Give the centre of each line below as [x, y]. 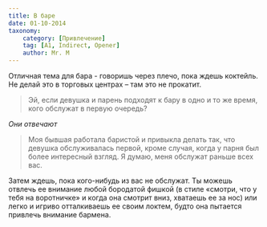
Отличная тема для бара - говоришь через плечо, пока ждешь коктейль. [133, 76]
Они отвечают [33, 124]
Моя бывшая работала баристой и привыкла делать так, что [131, 140]
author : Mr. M [46, 53]
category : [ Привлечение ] [64, 38]
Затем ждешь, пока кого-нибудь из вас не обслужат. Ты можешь [120, 180]
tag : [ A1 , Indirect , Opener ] [71, 46]
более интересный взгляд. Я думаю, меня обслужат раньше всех [141, 156]
